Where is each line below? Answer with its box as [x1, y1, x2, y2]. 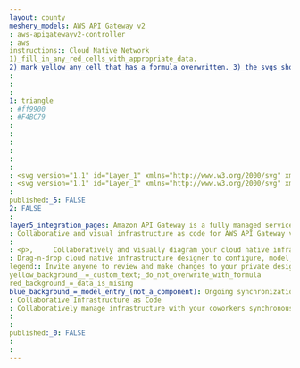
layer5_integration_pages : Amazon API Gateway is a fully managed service [9, 221, 294, 230]
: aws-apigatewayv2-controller [9, 29, 126, 38]
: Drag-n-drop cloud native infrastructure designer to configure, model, [9, 254, 294, 263]
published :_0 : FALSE [9, 329, 87, 338]
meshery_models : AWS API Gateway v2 [9, 21, 146, 30]
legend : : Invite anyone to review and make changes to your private [9, 263, 270, 272]
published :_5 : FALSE [9, 196, 87, 205]
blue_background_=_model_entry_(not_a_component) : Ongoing [9, 287, 234, 296]
